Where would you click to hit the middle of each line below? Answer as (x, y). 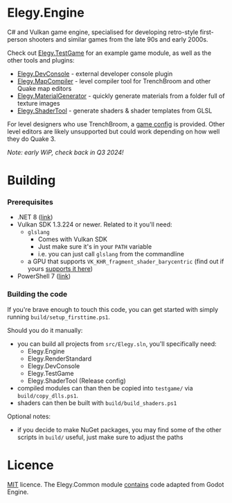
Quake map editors (44, 88)
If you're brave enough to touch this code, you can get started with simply (113, 309)
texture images (38, 103)
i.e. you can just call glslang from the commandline (111, 254)
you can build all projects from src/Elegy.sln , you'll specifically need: (117, 344)
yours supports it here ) (60, 269)
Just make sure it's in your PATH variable (95, 247)
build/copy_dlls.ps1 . (47, 395)
